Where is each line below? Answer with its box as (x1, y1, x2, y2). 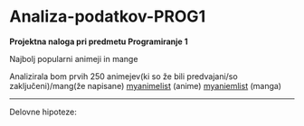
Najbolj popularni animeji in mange (9, 53, 138, 64)
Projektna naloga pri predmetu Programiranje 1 (9, 36, 188, 47)
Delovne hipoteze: (9, 106, 77, 117)
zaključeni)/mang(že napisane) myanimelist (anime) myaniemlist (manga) (9, 80, 282, 91)
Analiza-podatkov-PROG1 (9, 6, 206, 27)
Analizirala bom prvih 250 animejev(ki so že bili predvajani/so (9, 70, 238, 82)
